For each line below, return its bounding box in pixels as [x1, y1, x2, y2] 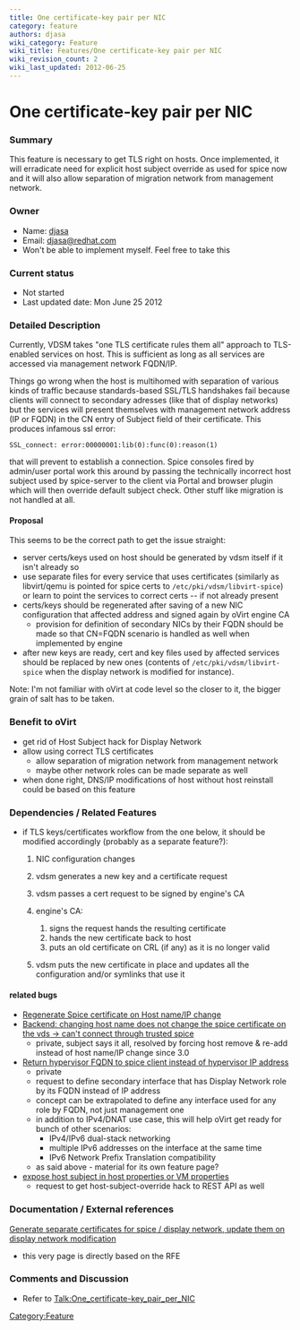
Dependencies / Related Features [9, 806, 157, 818]
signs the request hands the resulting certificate [48, 923, 227, 934]
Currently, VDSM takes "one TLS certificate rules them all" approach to [9, 340, 271, 350]
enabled [9, 349, 39, 359]
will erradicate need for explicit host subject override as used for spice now [9, 163, 288, 175]
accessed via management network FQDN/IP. [9, 358, 177, 369]
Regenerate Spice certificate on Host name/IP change [21, 1009, 222, 1020]
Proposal [9, 514, 44, 525]
